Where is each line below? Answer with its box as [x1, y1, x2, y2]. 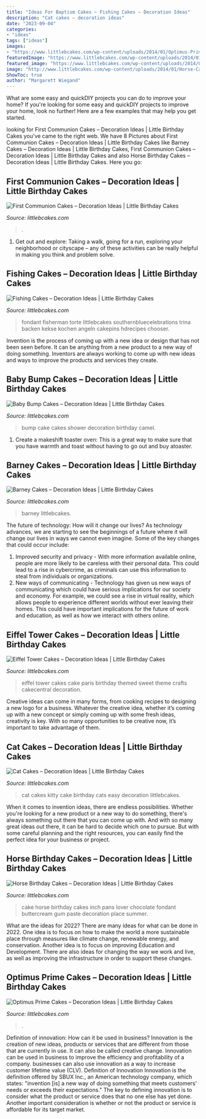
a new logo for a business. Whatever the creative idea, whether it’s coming [6, 704, 195, 712]
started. [6, 114, 26, 122]
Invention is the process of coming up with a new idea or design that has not [6, 337, 200, 344]
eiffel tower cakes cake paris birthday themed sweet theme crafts [21, 679, 188, 687]
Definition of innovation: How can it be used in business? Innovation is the [6, 1034, 193, 1041]
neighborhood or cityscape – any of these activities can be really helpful [15, 244, 198, 252]
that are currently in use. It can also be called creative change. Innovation [6, 1047, 192, 1054]
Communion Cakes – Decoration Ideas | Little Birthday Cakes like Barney [6, 139, 189, 146]
